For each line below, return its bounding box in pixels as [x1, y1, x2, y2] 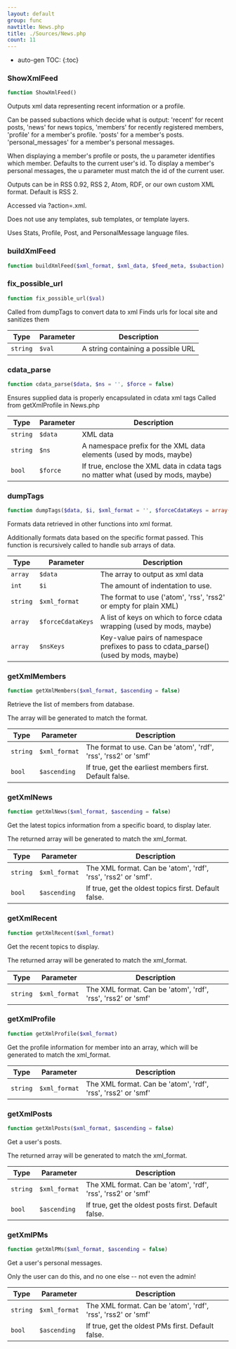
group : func [7, 17, 42, 24]
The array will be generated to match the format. [7, 714, 148, 722]
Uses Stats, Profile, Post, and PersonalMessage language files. [7, 229, 190, 237]
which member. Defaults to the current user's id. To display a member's [7, 159, 215, 167]
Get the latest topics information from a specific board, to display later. [7, 821, 212, 830]
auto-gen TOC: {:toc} [17, 56, 79, 64]
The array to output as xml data [100, 569, 204, 579]
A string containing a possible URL [81, 343, 195, 353]
